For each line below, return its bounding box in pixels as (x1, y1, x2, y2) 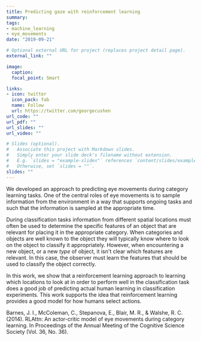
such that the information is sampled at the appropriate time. (6, 204, 156, 211)
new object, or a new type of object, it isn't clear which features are (6, 248, 173, 255)
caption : (11, 69, 33, 75)
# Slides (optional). (6, 141, 60, 147)
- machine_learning (6, 25, 55, 32)
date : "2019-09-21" (6, 36, 55, 42)
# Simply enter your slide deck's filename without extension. (6, 152, 172, 159)
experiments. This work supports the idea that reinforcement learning (6, 291, 178, 298)
